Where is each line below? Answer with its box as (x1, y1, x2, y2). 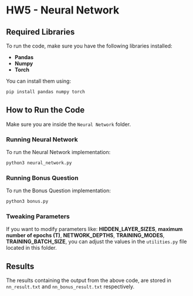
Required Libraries (6, 27, 75, 37)
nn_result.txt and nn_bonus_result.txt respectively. (6, 283, 135, 290)
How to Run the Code (6, 105, 85, 115)
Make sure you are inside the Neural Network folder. (6, 121, 131, 128)
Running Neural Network (6, 135, 78, 144)
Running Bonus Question (6, 173, 79, 182)
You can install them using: (6, 77, 72, 84)
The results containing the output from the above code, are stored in (6, 277, 171, 284)
